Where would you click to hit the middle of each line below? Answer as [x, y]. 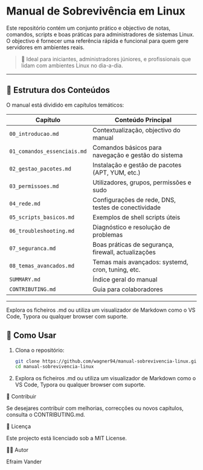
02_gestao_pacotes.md [40, 169]
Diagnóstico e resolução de [131, 227]
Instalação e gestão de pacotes [137, 165]
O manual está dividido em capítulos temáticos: [65, 105]
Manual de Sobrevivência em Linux [96, 11]
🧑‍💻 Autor [18, 450]
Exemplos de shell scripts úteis [137, 217]
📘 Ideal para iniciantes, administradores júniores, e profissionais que [106, 59]
